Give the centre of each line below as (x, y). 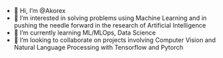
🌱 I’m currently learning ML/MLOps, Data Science (85, 32)
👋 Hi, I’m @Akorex (40, 11)
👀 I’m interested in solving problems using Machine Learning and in (110, 18)
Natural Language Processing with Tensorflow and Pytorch (98, 47)
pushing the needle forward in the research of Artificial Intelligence (110, 25)
